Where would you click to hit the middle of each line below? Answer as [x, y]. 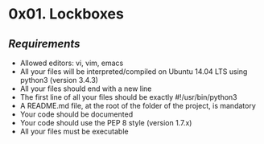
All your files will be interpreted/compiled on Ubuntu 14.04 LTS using [134, 72]
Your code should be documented [76, 114]
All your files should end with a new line [86, 88]
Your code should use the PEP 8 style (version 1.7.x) [106, 123]
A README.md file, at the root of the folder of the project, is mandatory [138, 106]
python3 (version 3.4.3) [59, 80]
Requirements [44, 44]
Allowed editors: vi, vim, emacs [72, 63]
